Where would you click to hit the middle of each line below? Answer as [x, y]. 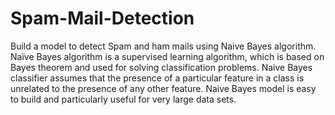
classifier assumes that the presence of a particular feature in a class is [157, 78]
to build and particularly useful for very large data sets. [123, 99]
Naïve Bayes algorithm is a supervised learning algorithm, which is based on [167, 56]
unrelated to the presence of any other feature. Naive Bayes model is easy [163, 88]
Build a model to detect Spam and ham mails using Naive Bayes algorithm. [163, 46]
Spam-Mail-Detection [102, 18]
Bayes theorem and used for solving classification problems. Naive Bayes [161, 67]
